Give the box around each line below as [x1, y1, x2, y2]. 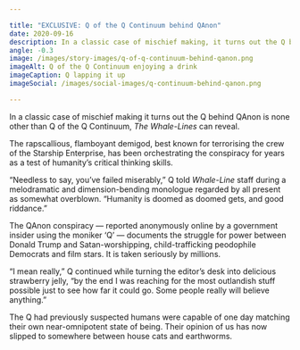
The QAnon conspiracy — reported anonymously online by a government [9, 220, 279, 230]
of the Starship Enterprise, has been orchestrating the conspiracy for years [9, 147, 286, 158]
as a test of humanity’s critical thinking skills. [9, 157, 174, 168]
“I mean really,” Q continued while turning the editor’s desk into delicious [9, 265, 277, 277]
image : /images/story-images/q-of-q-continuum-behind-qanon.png [9, 54, 254, 63]
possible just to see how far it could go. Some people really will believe [9, 285, 270, 296]
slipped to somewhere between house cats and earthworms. [9, 330, 233, 341]
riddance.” [9, 203, 47, 213]
